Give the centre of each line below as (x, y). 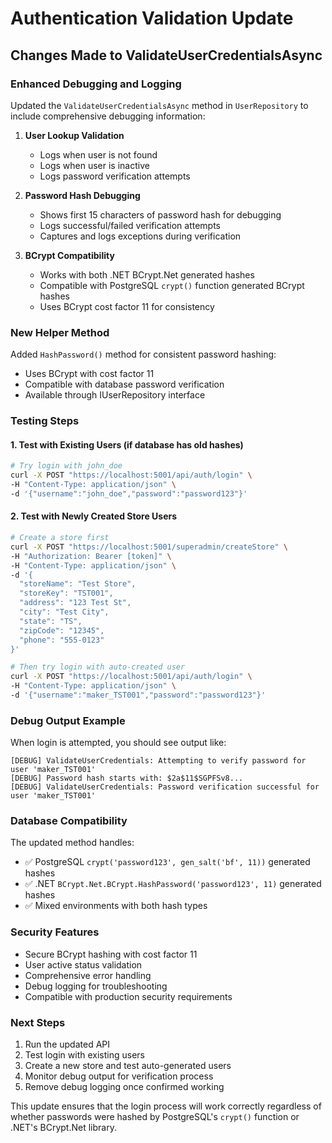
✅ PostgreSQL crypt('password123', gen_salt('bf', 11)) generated (167, 862)
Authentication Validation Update (152, 18)
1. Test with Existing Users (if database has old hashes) (127, 444)
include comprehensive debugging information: (108, 116)
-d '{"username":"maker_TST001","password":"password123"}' (138, 695)
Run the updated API (67, 1044)
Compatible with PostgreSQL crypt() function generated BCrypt (172, 285)
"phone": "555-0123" (62, 640)
